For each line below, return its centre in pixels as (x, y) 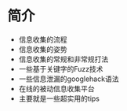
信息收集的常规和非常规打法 (63, 59)
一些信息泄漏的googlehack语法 (69, 79)
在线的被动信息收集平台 (56, 88)
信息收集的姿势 (43, 49)
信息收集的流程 (43, 39)
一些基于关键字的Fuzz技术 (61, 68)
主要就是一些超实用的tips (59, 98)
